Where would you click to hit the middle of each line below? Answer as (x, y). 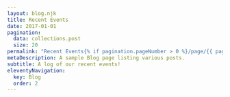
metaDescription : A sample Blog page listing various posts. (96, 58)
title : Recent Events (38, 20)
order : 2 (26, 83)
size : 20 (26, 45)
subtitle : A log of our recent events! (64, 64)
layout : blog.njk (32, 13)
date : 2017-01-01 (32, 26)
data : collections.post (47, 39)
